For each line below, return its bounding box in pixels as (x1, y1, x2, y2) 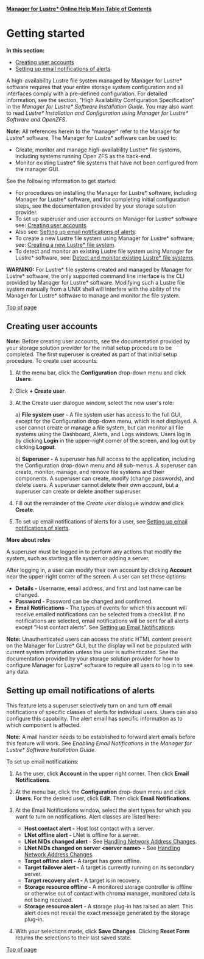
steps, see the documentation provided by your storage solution (15, 202, 177, 210)
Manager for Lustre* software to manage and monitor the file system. (6, 291, 181, 299)
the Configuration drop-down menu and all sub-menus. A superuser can (15, 461, 197, 469)
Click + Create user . (15, 387, 66, 395)
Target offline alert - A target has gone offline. (24, 857, 141, 864)
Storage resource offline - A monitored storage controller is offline (24, 883, 192, 891)
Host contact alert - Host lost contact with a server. (24, 825, 155, 832)
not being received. (24, 896, 73, 903)
